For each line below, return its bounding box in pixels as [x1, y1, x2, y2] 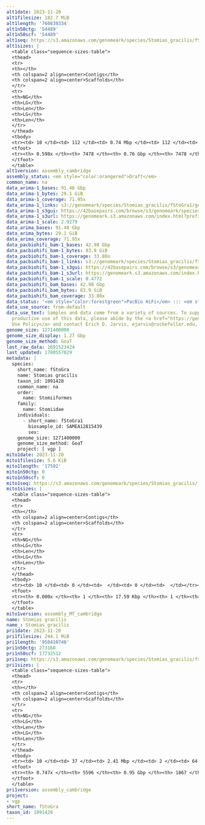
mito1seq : [6, 480, 32, 486]
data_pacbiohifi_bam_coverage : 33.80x [6, 293, 105, 299]
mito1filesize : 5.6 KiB [6, 457, 67, 463]
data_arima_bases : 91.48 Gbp [6, 225, 81, 231]
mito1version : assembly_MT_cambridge [6, 611, 103, 617]
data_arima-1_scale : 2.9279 [6, 219, 78, 225]
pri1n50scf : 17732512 [6, 650, 62, 656]
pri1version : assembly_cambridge [6, 787, 92, 793]
